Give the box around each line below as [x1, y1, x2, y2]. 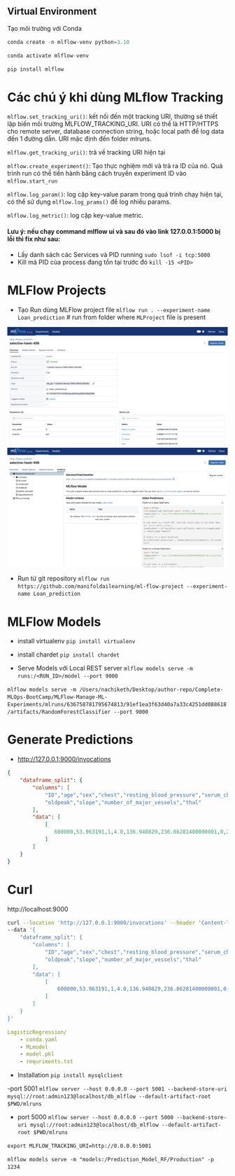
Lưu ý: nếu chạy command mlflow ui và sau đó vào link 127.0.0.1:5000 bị [7, 227, 221, 235]
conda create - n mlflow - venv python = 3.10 [7, 38, 130, 45]
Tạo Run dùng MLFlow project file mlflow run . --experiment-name [17, 305, 211, 314]
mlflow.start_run [7, 178, 58, 185]
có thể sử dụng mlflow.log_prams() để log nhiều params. [7, 197, 171, 206]
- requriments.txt [20, 1058, 73, 1065]
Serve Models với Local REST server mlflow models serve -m [17, 664, 194, 673]
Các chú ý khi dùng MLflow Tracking [7, 89, 224, 105]
